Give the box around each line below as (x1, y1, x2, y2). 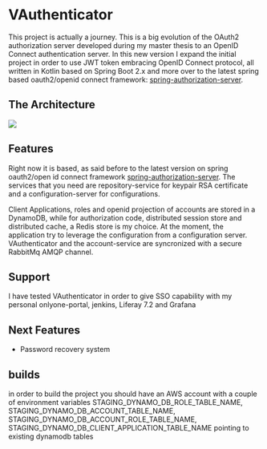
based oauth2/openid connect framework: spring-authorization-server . (8, 75, 244, 84)
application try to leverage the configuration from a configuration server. (8, 230, 248, 240)
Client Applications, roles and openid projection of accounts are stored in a (8, 204, 256, 214)
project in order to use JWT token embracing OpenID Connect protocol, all (8, 58, 254, 67)
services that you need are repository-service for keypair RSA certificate (8, 180, 249, 190)
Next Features (8, 323, 80, 337)
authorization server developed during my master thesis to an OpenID (8, 40, 239, 50)
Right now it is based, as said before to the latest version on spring (8, 163, 229, 173)
